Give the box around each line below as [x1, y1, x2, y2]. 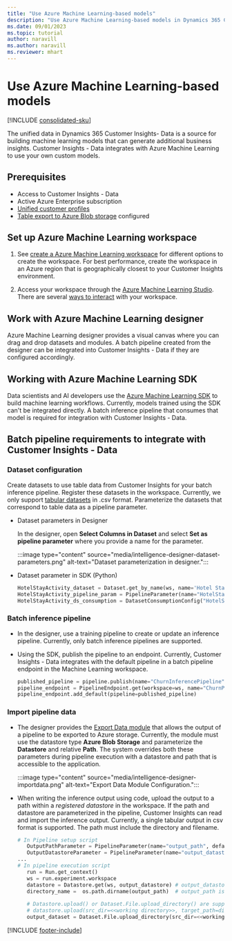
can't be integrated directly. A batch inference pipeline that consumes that [7, 406, 219, 415]
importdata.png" [17, 780, 64, 788]
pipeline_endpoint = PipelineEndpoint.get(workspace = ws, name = [17, 685, 204, 692]
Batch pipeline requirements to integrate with [7, 433, 206, 446]
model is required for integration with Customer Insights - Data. [7, 414, 187, 422]
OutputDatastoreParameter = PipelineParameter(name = [26, 849, 182, 857]
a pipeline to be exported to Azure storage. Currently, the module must [17, 730, 219, 739]
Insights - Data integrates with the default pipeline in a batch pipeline [17, 657, 213, 665]
